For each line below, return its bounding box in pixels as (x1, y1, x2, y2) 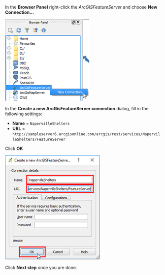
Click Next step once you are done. (5, 265, 77, 270)
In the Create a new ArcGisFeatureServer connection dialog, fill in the (5, 106, 149, 111)
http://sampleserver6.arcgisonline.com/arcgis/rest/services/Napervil (12, 132, 161, 137)
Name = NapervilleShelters (12, 121, 70, 126)
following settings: (5, 111, 43, 117)
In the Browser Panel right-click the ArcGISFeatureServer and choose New (5, 4, 158, 10)
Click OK (5, 146, 23, 152)
